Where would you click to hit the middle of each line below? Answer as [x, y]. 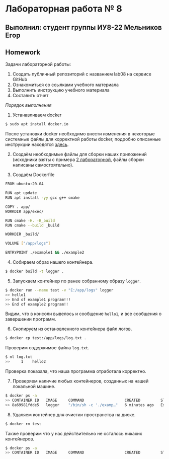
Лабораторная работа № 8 [64, 9]
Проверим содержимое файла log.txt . [47, 348]
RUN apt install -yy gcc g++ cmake [43, 198]
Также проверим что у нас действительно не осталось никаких [74, 433]
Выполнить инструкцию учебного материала [61, 90]
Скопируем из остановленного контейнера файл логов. [72, 329]
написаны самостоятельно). [43, 165]
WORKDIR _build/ [22, 235]
